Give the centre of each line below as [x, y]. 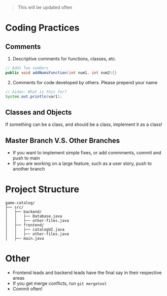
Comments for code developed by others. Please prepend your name [85, 82]
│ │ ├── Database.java [34, 216]
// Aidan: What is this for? [36, 92]
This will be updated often [45, 7]
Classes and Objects [39, 112]
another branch [29, 169]
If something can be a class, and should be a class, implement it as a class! [84, 124]
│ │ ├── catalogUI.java [35, 230]
